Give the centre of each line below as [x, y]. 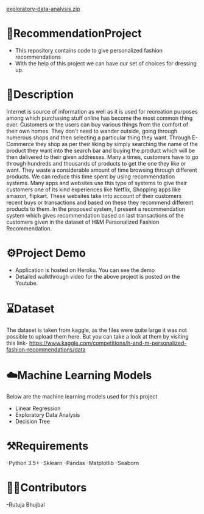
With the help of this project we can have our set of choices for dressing [106, 63]
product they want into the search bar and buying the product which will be [101, 150]
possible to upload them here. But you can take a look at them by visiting [97, 336]
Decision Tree [33, 421]
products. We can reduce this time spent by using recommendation [91, 176]
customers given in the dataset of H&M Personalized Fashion [83, 222]
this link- [17, 343]
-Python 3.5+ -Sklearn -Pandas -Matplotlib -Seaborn [73, 463]
